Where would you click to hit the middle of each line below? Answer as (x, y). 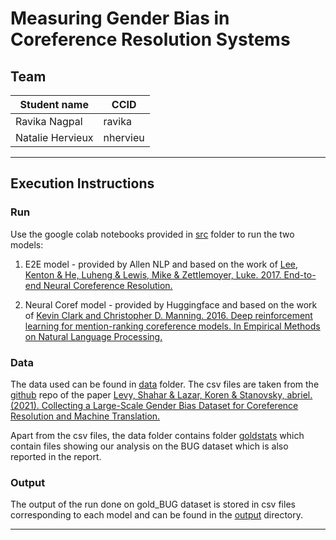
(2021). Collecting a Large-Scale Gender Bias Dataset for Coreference (154, 405)
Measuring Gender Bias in (120, 18)
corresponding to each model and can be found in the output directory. (157, 515)
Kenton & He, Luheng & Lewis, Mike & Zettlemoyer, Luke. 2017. (153, 274)
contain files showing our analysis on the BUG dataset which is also (149, 446)
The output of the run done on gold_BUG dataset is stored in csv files (153, 504)
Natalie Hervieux (54, 137)
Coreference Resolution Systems (150, 39)
